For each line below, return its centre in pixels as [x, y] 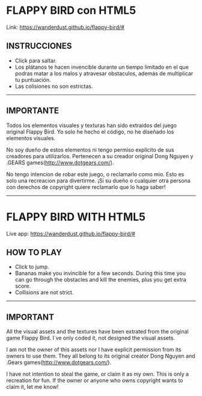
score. [23, 286]
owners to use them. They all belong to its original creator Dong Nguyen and [101, 356]
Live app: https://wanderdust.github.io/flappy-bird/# [71, 234]
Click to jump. [32, 267]
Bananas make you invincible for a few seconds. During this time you [100, 273]
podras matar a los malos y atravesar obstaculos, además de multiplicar [104, 73]
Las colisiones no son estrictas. [54, 86]
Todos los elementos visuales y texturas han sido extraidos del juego [92, 125]
